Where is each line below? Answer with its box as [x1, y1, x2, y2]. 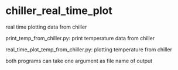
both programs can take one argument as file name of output [5, 57, 153, 64]
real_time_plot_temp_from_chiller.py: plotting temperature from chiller [5, 45, 172, 53]
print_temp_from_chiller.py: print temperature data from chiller [5, 34, 155, 41]
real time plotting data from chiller [5, 23, 87, 30]
